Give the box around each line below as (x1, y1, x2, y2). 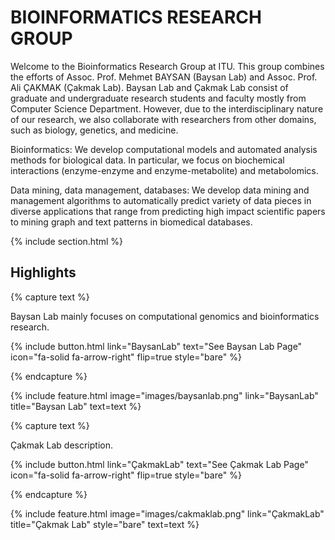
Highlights (10, 264, 77, 281)
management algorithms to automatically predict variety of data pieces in (10, 194, 312, 206)
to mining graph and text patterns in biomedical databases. (10, 216, 253, 228)
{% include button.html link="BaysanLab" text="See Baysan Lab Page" (10, 340, 303, 352)
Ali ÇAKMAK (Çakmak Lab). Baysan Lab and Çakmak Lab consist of (10, 81, 289, 93)
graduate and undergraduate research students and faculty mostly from (10, 92, 307, 104)
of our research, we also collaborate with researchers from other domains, (10, 113, 317, 125)
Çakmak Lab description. (10, 439, 113, 451)
